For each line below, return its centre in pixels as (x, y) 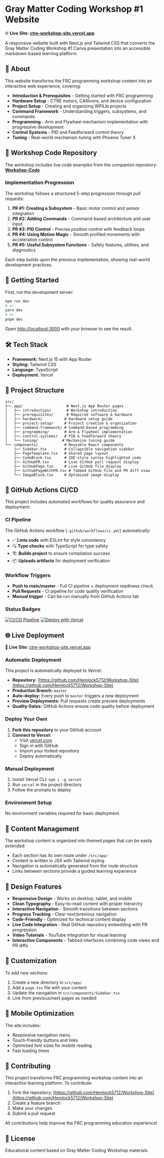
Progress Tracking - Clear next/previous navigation (64, 914)
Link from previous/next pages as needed (54, 998)
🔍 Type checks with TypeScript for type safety (60, 546)
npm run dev (17, 301)
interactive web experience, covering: (43, 86)
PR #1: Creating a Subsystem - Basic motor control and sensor (76, 208)
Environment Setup (29, 802)
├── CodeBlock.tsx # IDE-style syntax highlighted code (77, 458)
